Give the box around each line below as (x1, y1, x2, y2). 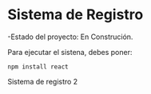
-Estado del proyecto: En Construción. (7, 32, 133, 41)
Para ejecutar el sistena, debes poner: (7, 47, 133, 57)
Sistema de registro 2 (7, 76, 78, 86)
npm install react (7, 62, 69, 71)
